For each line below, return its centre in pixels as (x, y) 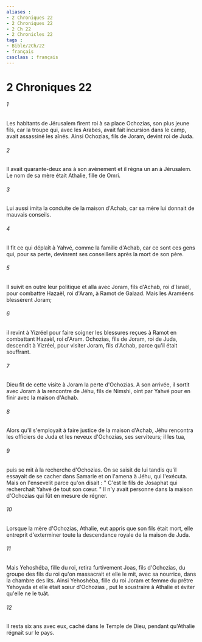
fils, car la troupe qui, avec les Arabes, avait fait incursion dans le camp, (96, 130)
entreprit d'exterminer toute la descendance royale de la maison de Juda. (98, 535)
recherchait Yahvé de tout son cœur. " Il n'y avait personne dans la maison (100, 489)
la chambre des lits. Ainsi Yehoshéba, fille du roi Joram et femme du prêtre (100, 581)
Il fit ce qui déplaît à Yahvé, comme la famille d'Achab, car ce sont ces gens (101, 248)
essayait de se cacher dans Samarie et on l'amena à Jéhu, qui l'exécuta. (97, 476)
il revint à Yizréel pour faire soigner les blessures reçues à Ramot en (92, 333)
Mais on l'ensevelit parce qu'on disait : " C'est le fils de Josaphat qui (92, 483)
